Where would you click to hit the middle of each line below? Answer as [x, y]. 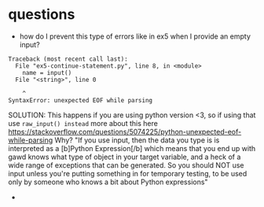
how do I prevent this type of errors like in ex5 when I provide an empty [135, 36]
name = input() [47, 72]
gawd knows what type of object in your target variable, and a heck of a [125, 157]
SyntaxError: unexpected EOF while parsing [81, 100]
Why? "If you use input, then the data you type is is [137, 140]
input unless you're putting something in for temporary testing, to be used [128, 173]
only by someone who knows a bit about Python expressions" [108, 182]
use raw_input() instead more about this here [83, 123]
